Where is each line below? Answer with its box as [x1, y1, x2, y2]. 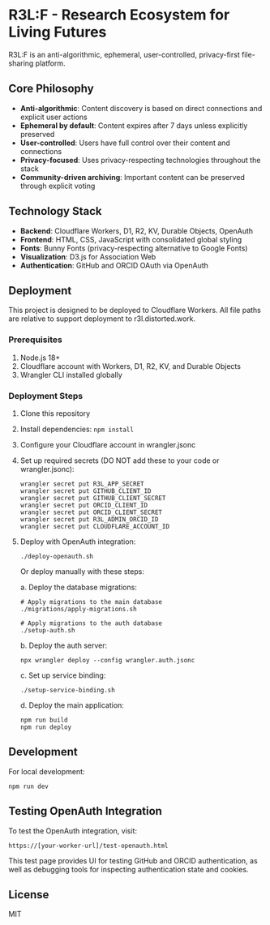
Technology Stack [8, 204, 102, 218]
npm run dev [8, 782, 49, 790]
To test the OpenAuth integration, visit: [8, 825, 138, 836]
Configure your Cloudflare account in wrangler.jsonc [19, 439, 196, 449]
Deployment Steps [8, 390, 84, 401]
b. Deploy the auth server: [19, 640, 108, 650]
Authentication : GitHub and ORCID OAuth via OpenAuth [19, 260, 209, 270]
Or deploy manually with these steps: [19, 566, 144, 576]
